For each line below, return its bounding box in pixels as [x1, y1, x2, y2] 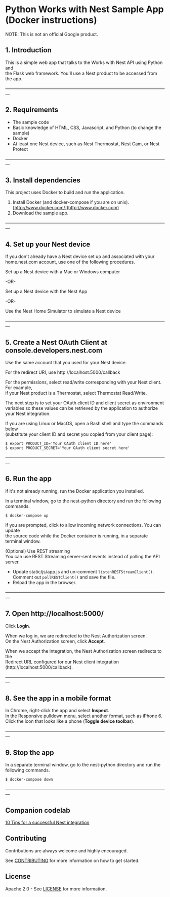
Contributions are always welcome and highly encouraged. [5, 847, 128, 854]
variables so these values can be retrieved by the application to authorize [5, 405, 158, 411]
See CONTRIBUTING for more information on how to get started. [5, 857, 140, 863]
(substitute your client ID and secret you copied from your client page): [5, 431, 153, 437]
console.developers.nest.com [5, 346, 103, 355]
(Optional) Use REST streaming [5, 548, 70, 554]
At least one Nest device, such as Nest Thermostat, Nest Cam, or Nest [12, 141, 160, 147]
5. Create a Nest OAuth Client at [5, 338, 108, 346]
